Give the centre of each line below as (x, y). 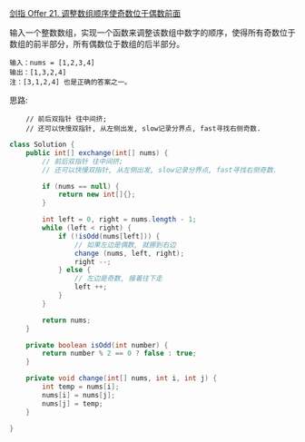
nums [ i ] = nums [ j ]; (79, 395)
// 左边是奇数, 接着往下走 (118, 279)
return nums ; (67, 320)
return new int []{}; (97, 195)
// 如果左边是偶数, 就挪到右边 (125, 245)
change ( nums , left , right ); (129, 253)
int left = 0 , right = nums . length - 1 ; (119, 220)
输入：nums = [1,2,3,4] (52, 63)
